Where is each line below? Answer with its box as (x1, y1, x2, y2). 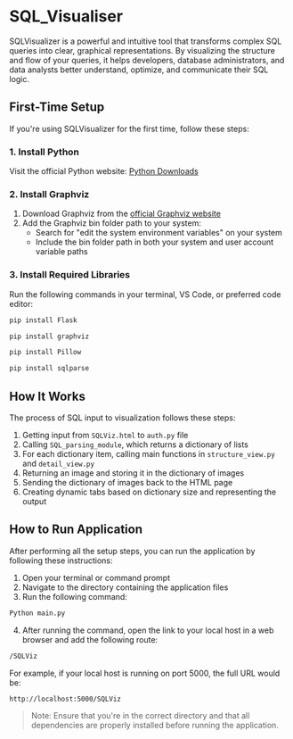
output (21, 495, 47, 506)
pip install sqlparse (9, 364, 90, 373)
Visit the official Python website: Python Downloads (9, 166, 199, 177)
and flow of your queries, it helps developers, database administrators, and (9, 54, 285, 65)
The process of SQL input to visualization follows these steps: (9, 412, 236, 423)
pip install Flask (9, 315, 77, 325)
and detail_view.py (21, 458, 95, 469)
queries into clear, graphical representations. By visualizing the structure (9, 45, 276, 55)
